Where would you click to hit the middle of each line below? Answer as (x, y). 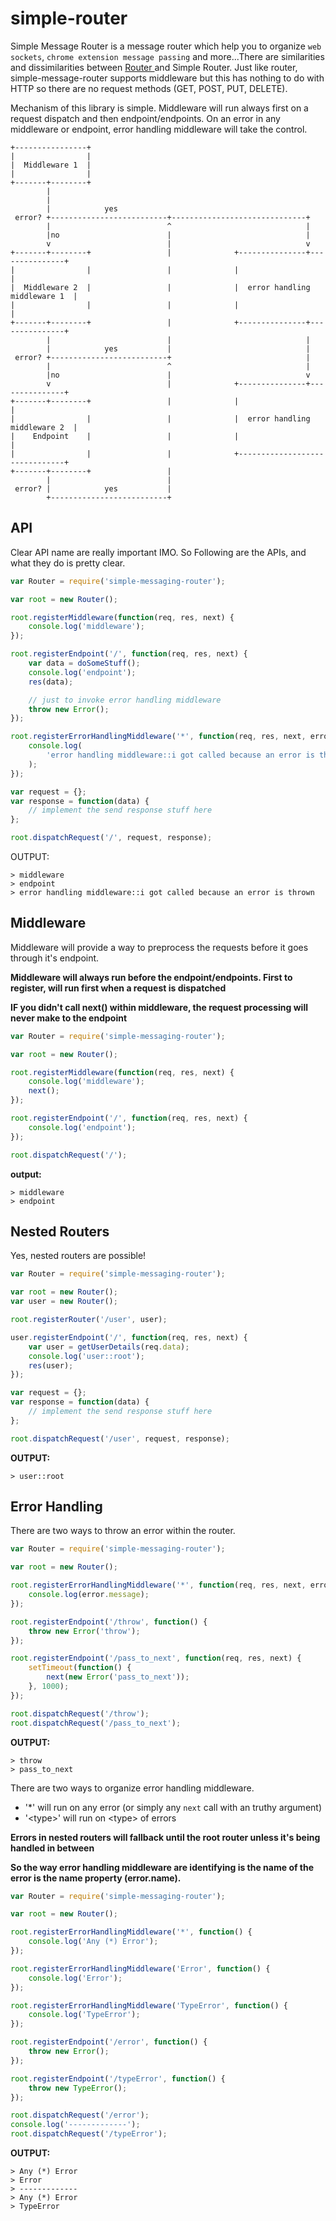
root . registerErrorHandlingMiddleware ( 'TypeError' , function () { (149, 2005)
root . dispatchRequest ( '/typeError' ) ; (89, 2134)
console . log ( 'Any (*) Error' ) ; (93, 1942)
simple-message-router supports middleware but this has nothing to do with (167, 78)
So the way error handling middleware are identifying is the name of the (162, 1867)
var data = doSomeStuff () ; (84, 663)
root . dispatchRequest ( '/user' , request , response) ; (120, 1438)
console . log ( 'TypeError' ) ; (84, 2015)
